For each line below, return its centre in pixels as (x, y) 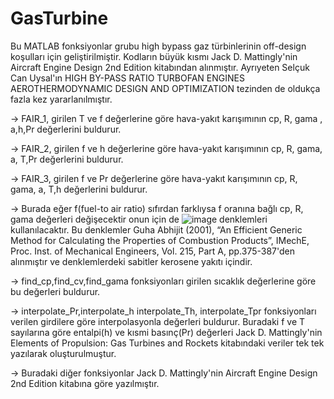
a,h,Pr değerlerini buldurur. (66, 129)
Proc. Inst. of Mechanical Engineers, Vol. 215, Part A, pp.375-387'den (152, 251)
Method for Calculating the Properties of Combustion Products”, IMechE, (160, 240)
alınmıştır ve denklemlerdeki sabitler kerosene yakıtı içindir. (131, 261)
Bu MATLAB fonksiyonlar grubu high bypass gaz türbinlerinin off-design (158, 46)
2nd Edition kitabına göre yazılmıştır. (85, 383)
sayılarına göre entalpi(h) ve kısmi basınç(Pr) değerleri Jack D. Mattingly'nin (166, 332)
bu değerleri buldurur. (55, 291)
